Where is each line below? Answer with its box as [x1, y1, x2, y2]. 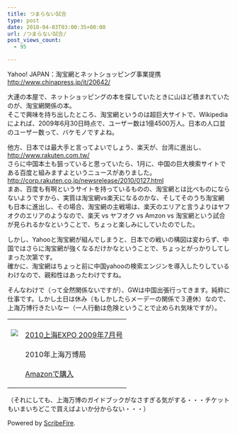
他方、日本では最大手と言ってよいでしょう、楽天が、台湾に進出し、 [7, 143, 205, 151]
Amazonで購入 [25, 369, 74, 379]
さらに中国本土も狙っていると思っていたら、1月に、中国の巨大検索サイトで [7, 160, 226, 167]
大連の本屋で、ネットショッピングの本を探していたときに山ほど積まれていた [7, 93, 230, 101]
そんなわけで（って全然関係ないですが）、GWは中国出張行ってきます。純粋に [7, 286, 231, 294]
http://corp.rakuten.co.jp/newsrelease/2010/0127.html [7, 177, 164, 184]
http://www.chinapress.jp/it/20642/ [7, 78, 111, 86]
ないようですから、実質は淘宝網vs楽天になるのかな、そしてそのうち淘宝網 [7, 194, 225, 202]
